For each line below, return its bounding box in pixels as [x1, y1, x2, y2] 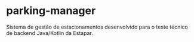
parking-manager [6, 4, 96, 17]
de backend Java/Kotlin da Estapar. [6, 29, 94, 36]
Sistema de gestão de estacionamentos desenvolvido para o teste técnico [6, 23, 188, 30]
